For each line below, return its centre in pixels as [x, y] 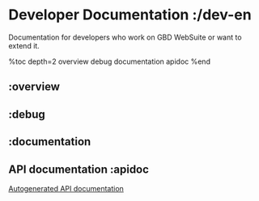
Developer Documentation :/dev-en [130, 15]
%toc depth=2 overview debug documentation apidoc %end [109, 61]
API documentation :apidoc [79, 169]
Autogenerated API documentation [66, 188]
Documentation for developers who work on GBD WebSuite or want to [125, 37]
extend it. [24, 45]
